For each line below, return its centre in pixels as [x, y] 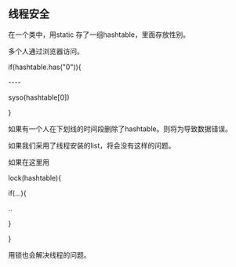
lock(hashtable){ [34, 177]
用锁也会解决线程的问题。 [49, 254]
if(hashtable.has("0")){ [45, 67]
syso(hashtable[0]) [39, 97]
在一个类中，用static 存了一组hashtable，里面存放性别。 [99, 35]
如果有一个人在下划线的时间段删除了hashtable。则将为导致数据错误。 [120, 129]
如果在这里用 [29, 162]
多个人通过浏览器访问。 [46, 51]
